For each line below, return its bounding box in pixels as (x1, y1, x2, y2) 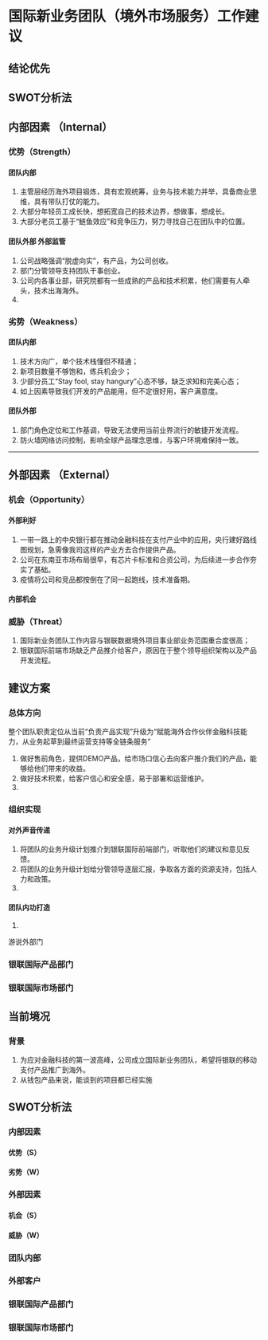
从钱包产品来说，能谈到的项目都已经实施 (19, 1075, 153, 1084)
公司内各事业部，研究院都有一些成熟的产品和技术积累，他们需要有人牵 (19, 276, 251, 285)
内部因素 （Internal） (8, 120, 113, 134)
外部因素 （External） (8, 468, 116, 482)
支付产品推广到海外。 (19, 1065, 90, 1075)
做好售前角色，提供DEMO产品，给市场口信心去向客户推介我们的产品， (19, 754, 251, 764)
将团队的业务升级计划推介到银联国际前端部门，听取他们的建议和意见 (19, 844, 243, 854)
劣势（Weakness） (8, 316, 83, 327)
